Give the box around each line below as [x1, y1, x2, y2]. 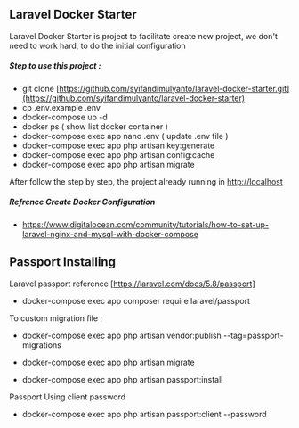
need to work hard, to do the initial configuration [9, 40, 187, 51]
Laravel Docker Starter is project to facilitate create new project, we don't [9, 30, 279, 41]
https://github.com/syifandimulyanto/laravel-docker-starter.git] [59, 83, 290, 94]
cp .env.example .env [21, 102, 101, 112]
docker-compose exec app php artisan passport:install [21, 374, 223, 384]
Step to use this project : [9, 61, 101, 71]
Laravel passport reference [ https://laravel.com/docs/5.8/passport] [9, 278, 255, 289]
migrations [21, 339, 62, 350]
